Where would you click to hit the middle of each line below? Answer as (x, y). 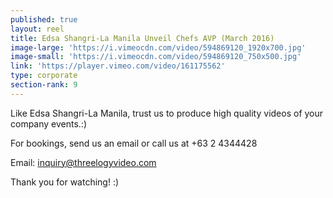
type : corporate (44, 76)
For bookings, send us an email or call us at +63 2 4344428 (134, 143)
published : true (44, 19)
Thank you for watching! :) (65, 182)
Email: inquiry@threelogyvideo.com (83, 162)
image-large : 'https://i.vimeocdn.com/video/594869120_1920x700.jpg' (158, 47)
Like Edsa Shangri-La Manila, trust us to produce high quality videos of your (167, 113)
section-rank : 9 (44, 85)
